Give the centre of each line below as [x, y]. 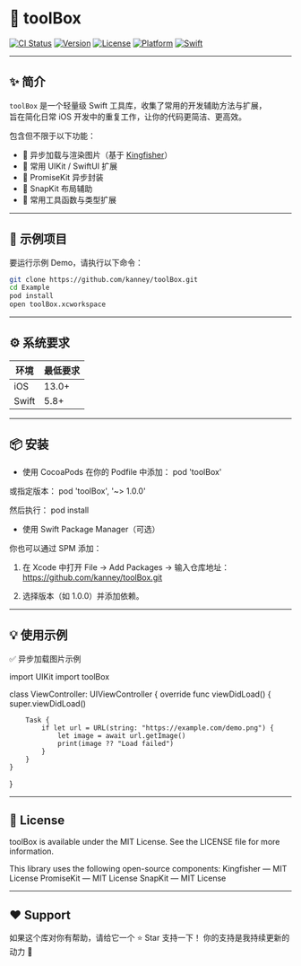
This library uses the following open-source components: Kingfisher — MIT [148, 869]
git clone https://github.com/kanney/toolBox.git [104, 279]
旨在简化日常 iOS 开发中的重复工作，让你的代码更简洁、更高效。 [128, 117]
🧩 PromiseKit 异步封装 [63, 177]
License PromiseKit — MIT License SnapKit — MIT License [118, 878]
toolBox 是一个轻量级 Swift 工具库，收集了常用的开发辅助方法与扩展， [138, 105]
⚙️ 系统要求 [39, 343]
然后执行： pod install [49, 510]
